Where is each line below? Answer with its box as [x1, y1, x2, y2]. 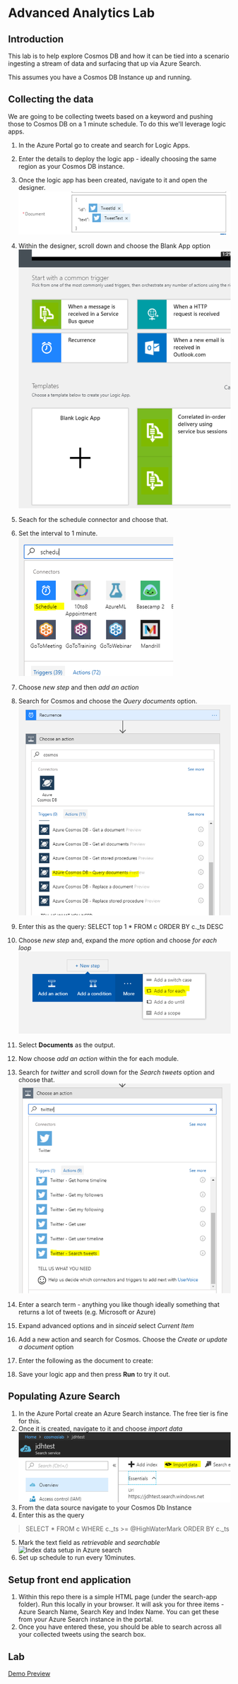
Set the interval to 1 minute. [18, 528, 98, 538]
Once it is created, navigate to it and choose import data [18, 1424, 183, 1433]
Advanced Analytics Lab [8, 5, 155, 21]
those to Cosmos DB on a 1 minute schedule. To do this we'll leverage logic [8, 119, 227, 128]
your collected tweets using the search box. [18, 1630, 146, 1639]
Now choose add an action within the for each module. [18, 1054, 179, 1062]
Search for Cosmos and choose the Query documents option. [18, 696, 198, 705]
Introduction [8, 33, 64, 45]
